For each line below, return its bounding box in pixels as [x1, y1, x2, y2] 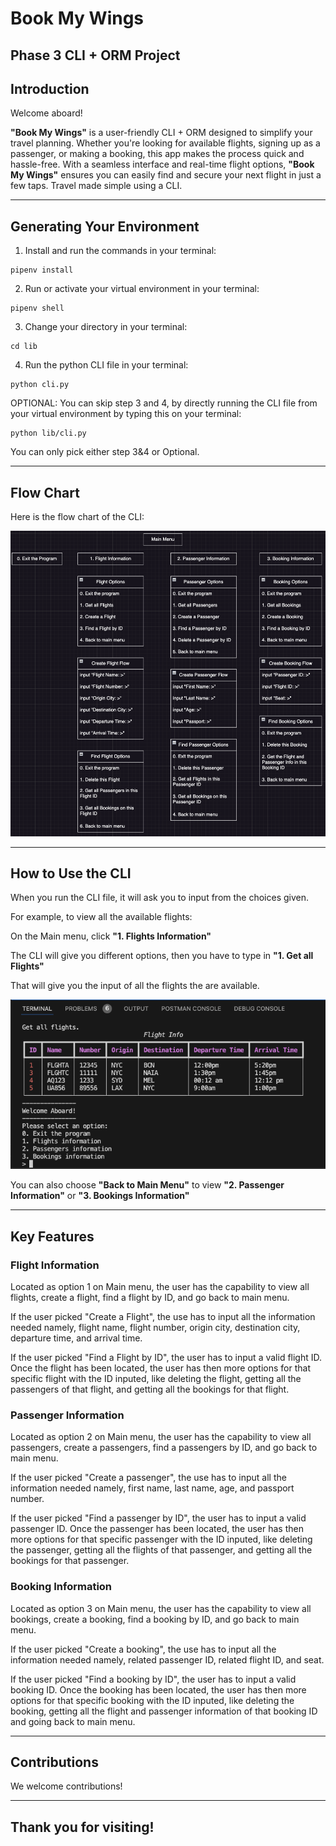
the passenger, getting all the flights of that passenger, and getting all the [10, 1544, 313, 1556]
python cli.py [10, 380, 70, 390]
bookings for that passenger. [10, 1555, 130, 1567]
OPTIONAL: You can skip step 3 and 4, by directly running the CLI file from [10, 397, 318, 409]
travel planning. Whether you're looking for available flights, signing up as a [10, 137, 321, 149]
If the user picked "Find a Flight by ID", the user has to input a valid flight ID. [10, 1351, 323, 1363]
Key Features [10, 1228, 95, 1245]
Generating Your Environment [10, 218, 200, 235]
